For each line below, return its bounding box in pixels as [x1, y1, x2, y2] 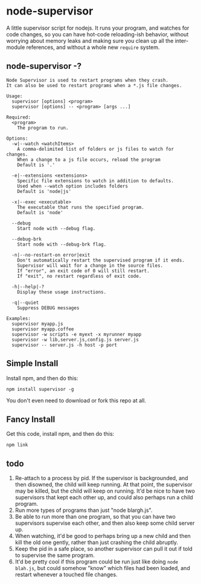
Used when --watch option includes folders [17, 183, 129, 189]
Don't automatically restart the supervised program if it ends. [17, 257, 185, 263]
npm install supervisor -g [6, 386, 74, 392]
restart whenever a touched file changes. [14, 571, 118, 579]
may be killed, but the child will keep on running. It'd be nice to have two [14, 487, 195, 494]
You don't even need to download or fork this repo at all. [6, 396, 147, 404]
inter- [174, 37, 189, 44]
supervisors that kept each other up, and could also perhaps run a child [14, 494, 193, 501]
